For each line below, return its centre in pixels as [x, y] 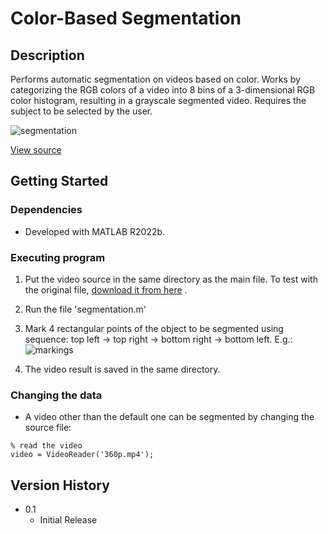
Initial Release [68, 520]
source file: [48, 428]
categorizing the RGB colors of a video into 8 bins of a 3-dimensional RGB [163, 90]
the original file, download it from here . [106, 289]
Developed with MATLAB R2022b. [95, 231]
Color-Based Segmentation [126, 18]
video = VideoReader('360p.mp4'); [82, 455]
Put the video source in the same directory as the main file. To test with [171, 279]
